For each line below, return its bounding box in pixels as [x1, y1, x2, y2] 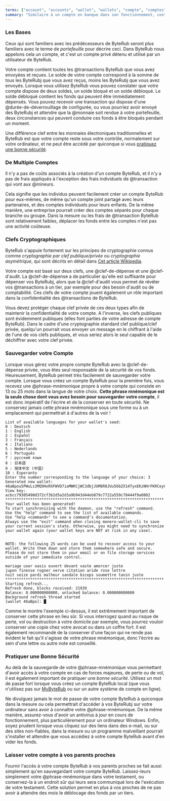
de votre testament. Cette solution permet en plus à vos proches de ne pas [5, 784, 161, 791]
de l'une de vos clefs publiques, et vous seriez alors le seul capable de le [5, 332, 158, 338]
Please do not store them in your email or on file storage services [5, 550, 155, 555]
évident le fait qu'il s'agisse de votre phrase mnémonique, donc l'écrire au [5, 635, 160, 641]
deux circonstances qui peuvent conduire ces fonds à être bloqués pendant [5, 115, 163, 121]
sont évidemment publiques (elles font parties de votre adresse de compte [5, 315, 161, 322]
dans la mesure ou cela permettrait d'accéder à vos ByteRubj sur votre [5, 701, 153, 707]
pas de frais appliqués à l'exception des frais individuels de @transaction [5, 176, 158, 182]
